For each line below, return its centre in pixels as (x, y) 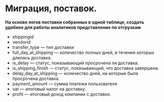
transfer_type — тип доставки (43, 47)
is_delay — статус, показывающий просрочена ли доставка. (75, 63)
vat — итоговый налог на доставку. (49, 89)
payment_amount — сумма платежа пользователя (65, 83)
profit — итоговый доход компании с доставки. (62, 94)
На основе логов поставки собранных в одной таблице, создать (75, 22)
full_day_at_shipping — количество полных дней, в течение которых (83, 52)
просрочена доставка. (36, 78)
